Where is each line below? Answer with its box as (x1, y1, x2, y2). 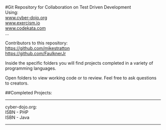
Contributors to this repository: (5, 40, 68, 46)
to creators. (5, 80, 29, 86)
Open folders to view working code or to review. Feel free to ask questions (5, 75, 157, 81)
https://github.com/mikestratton (5, 45, 70, 51)
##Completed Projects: (5, 90, 52, 95)
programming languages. (5, 65, 56, 71)
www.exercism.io (5, 20, 41, 26)
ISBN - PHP (5, 109, 29, 115)
